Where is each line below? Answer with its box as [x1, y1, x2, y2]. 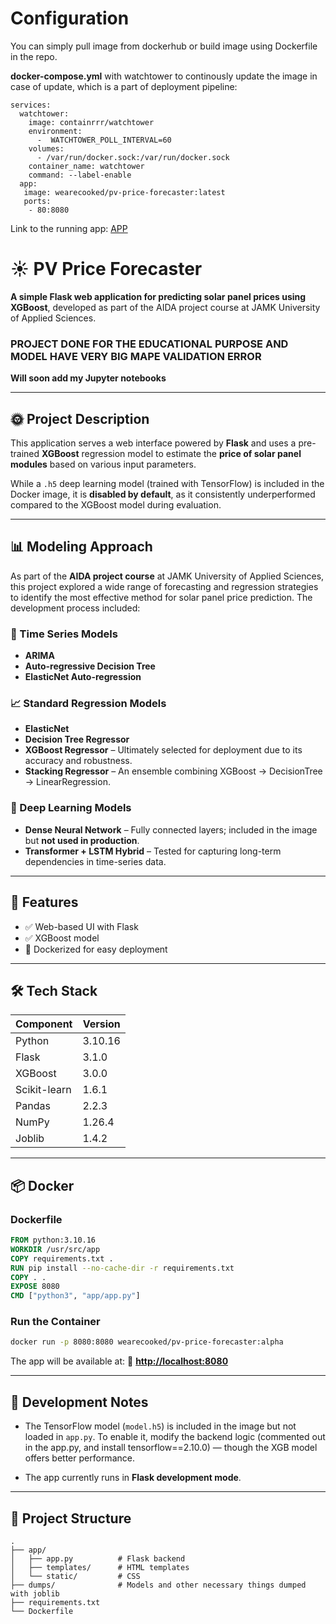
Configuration [10, 7, 130, 30]
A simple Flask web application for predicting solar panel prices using [10, 290, 307, 302]
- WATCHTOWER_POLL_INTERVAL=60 [36, 135, 172, 145]
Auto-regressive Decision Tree [24, 660, 156, 672]
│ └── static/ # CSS [10, 1571, 141, 1581]
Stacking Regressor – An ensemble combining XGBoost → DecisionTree [24, 765, 323, 777]
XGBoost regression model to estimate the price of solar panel [41, 447, 302, 459]
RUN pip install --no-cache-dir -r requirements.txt [10, 1263, 235, 1273]
